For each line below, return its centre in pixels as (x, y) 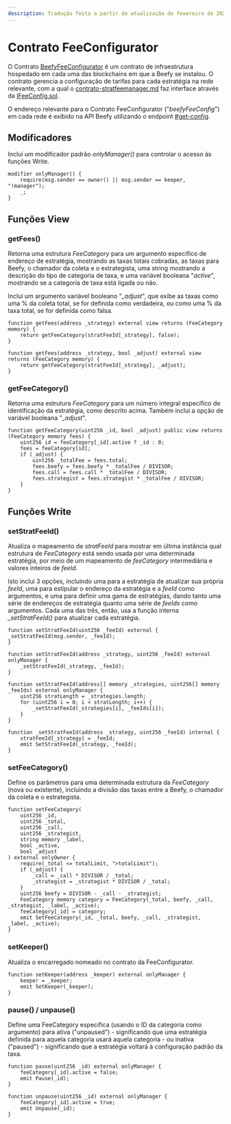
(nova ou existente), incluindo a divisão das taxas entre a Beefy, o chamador (115, 790)
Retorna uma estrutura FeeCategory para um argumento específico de (107, 254)
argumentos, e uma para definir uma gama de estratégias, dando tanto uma (114, 596)
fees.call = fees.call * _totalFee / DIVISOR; (100, 473)
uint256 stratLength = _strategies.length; (83, 696)
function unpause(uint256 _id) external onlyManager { (88, 1096)
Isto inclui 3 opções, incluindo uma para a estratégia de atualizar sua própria (115, 581)
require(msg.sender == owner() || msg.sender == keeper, (103, 180)
